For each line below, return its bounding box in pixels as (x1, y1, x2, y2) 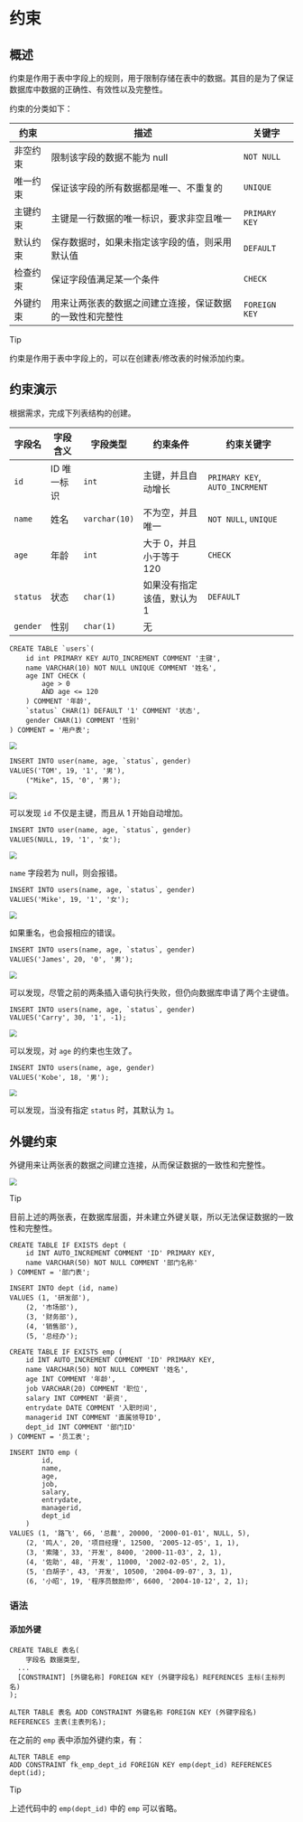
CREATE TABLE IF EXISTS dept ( (9, 1241, 127, 1250)
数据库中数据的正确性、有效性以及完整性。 (9, 84, 168, 95)
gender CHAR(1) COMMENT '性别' (25, 716, 141, 725)
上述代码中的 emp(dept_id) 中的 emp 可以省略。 (9, 1803, 182, 1814)
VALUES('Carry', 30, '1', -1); (9, 1013, 127, 1022)
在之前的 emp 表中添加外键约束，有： (9, 1734, 145, 1745)
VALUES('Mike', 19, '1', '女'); (9, 896, 130, 905)
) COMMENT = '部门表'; (9, 1268, 91, 1277)
